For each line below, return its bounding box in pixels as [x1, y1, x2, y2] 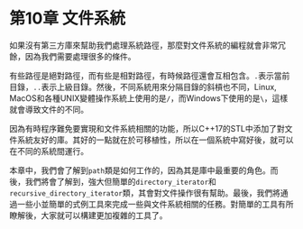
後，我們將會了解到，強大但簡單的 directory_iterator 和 [9, 176, 216, 187]
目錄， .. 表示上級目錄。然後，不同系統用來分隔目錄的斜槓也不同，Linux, [9, 81, 277, 92]
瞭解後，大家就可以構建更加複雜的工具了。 [9, 209, 168, 221]
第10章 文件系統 [9, 8, 126, 29]
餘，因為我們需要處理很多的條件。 [9, 50, 136, 61]
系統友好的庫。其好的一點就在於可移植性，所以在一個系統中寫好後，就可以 [16, 134, 294, 145]
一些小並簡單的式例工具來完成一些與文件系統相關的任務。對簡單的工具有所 [16, 198, 294, 209]
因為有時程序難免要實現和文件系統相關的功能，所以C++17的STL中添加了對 [9, 123, 286, 133]
